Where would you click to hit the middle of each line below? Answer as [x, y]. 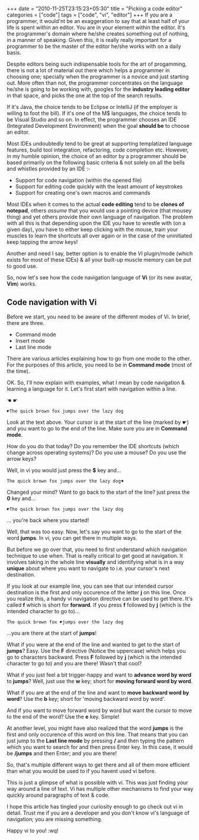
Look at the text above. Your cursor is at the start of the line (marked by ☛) [98, 422]
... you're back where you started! [48, 520]
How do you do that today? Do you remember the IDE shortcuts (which [93, 446]
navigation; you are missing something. [54, 819]
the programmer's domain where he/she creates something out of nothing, [98, 34]
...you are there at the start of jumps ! [52, 633]
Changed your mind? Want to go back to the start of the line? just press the [98, 492]
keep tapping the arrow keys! [42, 242]
